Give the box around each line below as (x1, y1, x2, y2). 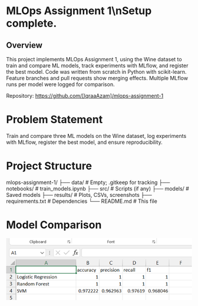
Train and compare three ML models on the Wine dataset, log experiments (6, 132, 187, 139)
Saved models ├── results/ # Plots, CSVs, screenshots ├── (6, 191, 152, 198)
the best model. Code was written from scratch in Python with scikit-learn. (6, 68, 187, 75)
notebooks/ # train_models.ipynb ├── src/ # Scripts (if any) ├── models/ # (6, 185, 190, 192)
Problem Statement (6, 113, 103, 126)
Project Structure (6, 159, 93, 173)
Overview (6, 40, 43, 50)
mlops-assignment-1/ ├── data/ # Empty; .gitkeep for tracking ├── (6, 179, 170, 186)
